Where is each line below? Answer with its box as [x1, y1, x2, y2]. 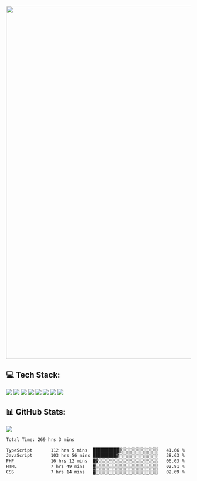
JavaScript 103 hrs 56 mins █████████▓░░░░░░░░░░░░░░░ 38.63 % [6, 453, 185, 459]
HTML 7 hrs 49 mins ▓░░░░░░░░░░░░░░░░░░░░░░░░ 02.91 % [6, 464, 185, 470]
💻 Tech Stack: [6, 370, 60, 380]
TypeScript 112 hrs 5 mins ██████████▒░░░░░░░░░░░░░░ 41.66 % [6, 447, 185, 453]
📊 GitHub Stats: [6, 407, 66, 417]
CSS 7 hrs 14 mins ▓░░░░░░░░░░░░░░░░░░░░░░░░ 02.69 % [6, 469, 185, 475]
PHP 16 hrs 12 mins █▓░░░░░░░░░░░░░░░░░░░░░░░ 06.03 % [6, 458, 185, 464]
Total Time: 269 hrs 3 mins [6, 436, 75, 443]
